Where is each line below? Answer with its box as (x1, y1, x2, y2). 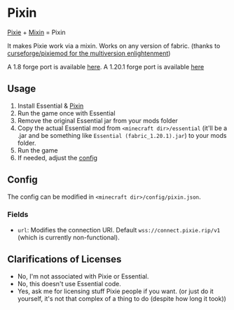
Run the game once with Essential (17, 108, 116, 117)
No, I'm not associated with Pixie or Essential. (17, 272, 149, 281)
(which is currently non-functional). (17, 233, 121, 241)
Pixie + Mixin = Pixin (7, 28, 66, 36)
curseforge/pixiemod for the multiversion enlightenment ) (7, 49, 171, 57)
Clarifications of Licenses (7, 253, 122, 265)
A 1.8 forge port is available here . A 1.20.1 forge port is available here (7, 62, 205, 71)
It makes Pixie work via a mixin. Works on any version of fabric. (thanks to (7, 41, 221, 50)
